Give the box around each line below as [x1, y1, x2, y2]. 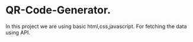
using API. [5, 29, 31, 36]
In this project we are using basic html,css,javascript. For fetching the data [5, 23, 187, 30]
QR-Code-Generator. [5, 3, 111, 17]
